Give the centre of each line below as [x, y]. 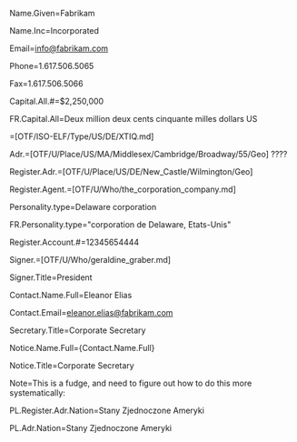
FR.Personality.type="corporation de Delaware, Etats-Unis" [120, 225]
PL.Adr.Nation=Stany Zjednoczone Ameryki [91, 428]
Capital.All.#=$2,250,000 [57, 101]
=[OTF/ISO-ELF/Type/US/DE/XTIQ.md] [82, 136]
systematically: [38, 393]
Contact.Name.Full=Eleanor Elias [71, 295]
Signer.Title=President [51, 277]
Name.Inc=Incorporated [54, 30]
